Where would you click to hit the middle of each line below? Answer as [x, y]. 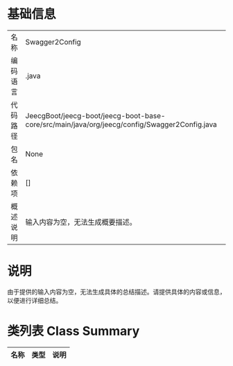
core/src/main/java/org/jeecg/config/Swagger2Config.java [121, 124]
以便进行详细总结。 [35, 300]
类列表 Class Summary [74, 331]
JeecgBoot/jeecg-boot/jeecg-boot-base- [95, 115]
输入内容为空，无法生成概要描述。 [81, 222]
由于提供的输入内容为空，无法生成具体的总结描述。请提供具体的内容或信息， [116, 292]
